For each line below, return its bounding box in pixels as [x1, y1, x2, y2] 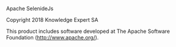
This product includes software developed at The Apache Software [6, 28, 170, 35]
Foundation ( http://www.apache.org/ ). [6, 34, 99, 41]
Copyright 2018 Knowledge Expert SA [6, 16, 99, 23]
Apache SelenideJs [6, 5, 54, 12]
